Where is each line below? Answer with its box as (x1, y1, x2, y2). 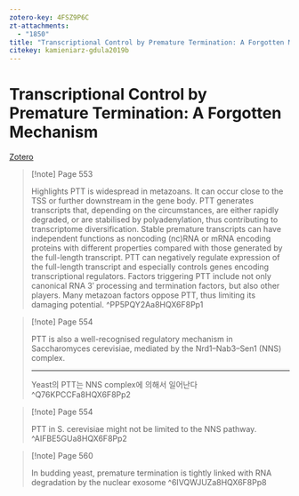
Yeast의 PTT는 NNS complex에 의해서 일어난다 (30, 380, 198, 390)
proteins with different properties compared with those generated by (30, 243, 283, 253)
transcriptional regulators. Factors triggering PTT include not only (30, 271, 271, 282)
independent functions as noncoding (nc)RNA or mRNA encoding (30, 233, 271, 244)
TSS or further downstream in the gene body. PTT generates (30, 196, 255, 206)
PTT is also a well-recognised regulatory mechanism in (30, 334, 233, 345)
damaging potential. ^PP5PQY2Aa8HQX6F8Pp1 (30, 300, 204, 310)
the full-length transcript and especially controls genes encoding (30, 261, 270, 272)
